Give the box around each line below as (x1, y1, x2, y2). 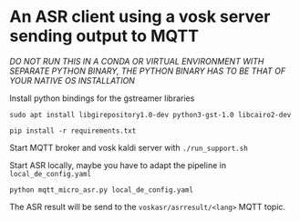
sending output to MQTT (9, 25, 199, 46)
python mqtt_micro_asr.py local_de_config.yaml (9, 185, 194, 195)
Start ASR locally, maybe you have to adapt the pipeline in (9, 159, 226, 170)
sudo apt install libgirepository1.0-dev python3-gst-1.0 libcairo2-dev (9, 110, 292, 119)
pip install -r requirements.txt (9, 126, 137, 136)
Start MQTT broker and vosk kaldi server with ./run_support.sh (9, 142, 248, 153)
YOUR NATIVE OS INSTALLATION (9, 75, 135, 85)
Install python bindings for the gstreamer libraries (9, 93, 195, 104)
